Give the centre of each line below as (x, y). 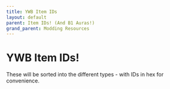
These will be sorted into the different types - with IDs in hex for (85, 75)
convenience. (23, 81)
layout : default (26, 17)
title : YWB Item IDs (32, 12)
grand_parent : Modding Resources (48, 28)
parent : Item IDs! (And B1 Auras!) (51, 23)
